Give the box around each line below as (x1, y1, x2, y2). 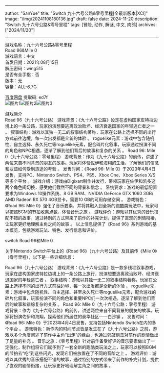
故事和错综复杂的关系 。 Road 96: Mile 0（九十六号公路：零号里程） (13, 301, 150, 307)
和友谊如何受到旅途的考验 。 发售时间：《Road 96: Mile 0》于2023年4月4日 (5, 166, 156, 172)
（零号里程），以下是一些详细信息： (5, 254, 76, 260)
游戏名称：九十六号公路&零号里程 (5, 42, 72, 48)
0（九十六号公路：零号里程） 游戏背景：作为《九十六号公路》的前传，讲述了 (5, 154, 159, 159)
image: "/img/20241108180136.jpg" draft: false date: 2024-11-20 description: (5, 16, 159, 22)
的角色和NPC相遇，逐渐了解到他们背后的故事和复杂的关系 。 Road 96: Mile (5, 148, 156, 153)
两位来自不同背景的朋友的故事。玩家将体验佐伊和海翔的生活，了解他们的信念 (5, 160, 159, 166)
